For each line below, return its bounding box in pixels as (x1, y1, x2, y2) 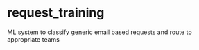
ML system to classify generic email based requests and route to (7, 28, 192, 36)
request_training (7, 5, 105, 21)
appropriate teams (7, 35, 60, 43)
